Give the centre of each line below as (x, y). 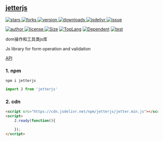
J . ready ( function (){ (35, 121)
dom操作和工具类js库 (27, 39)
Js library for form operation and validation (48, 48)
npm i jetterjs (21, 81)
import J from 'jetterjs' (31, 89)
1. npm (13, 71)
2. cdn (13, 101)
